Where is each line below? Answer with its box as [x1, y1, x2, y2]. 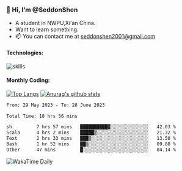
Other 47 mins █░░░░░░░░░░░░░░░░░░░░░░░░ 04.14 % [6, 147, 176, 153]
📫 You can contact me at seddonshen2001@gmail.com [15, 33, 156, 40]
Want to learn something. [15, 26, 79, 33]
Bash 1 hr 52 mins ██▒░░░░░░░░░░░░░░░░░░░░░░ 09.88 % [6, 141, 176, 147]
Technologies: [6, 49, 44, 56]
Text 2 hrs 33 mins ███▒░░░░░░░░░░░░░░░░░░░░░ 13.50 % [6, 136, 176, 142]
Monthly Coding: [6, 76, 50, 84]
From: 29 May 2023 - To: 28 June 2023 [6, 102, 105, 108]
